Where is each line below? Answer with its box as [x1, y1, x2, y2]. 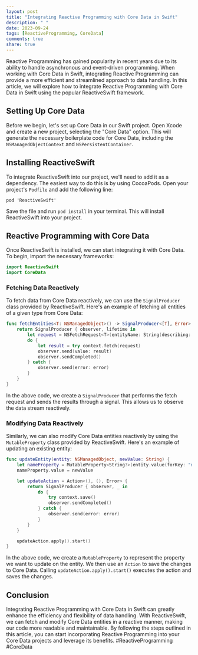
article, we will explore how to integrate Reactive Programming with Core [6, 83, 183, 90]
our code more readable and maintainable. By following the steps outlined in [6, 624, 192, 631]
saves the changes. [6, 573, 54, 580]
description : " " [6, 19, 49, 25]
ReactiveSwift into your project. [6, 213, 82, 221]
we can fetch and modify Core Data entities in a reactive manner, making [6, 618, 183, 626]
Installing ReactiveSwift [6, 157, 95, 168]
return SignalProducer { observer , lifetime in [16, 327, 136, 333]
